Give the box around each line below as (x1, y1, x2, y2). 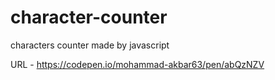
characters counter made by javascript (10, 39, 170, 51)
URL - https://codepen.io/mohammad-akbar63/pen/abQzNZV (10, 58, 265, 70)
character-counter (10, 6, 168, 29)
